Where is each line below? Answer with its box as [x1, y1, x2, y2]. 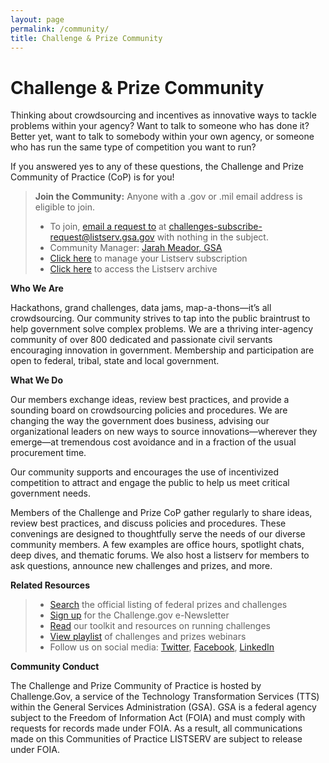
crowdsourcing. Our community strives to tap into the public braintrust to [10, 312, 311, 325]
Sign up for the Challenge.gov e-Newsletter [49, 609, 230, 621]
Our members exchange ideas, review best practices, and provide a [10, 394, 290, 406]
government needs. [10, 487, 92, 500]
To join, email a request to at [49, 221, 167, 233]
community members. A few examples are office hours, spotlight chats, [10, 539, 305, 551]
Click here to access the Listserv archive [49, 263, 218, 275]
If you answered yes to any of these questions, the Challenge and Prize [10, 161, 304, 173]
